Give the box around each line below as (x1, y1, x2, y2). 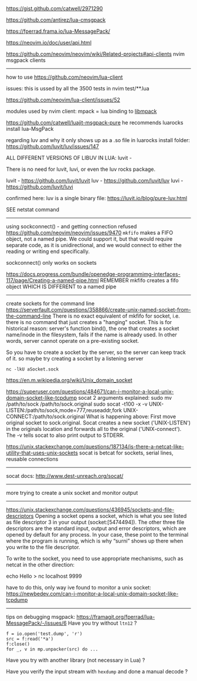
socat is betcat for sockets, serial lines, (79, 449, 174, 456)
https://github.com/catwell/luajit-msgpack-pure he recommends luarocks (6, 119, 184, 126)
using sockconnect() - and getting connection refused (6, 223, 137, 230)
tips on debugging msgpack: (6, 613, 75, 620)
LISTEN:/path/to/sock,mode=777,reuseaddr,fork (6, 407, 122, 413)
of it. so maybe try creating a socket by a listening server (6, 355, 144, 362)
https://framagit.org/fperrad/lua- (76, 613, 155, 620)
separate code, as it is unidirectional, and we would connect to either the (6, 242, 182, 248)
